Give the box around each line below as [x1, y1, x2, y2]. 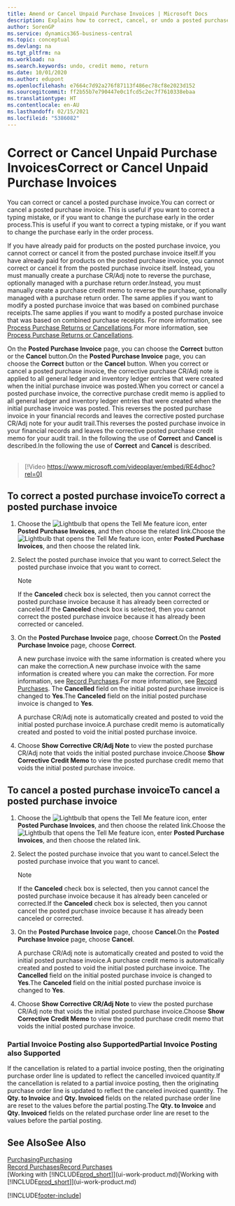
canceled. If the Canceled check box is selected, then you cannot [17, 605, 206, 614]
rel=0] [24, 469, 43, 478]
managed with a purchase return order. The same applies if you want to [7, 293, 213, 302]
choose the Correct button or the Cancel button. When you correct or [7, 359, 209, 368]
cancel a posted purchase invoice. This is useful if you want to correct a [7, 205, 215, 214]
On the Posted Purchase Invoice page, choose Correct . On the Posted [17, 634, 222, 642]
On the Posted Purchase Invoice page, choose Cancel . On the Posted [17, 927, 219, 937]
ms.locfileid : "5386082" [7, 114, 80, 121]
